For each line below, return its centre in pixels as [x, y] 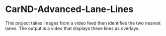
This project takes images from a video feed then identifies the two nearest [83, 23]
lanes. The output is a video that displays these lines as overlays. [72, 28]
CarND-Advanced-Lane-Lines [69, 9]
